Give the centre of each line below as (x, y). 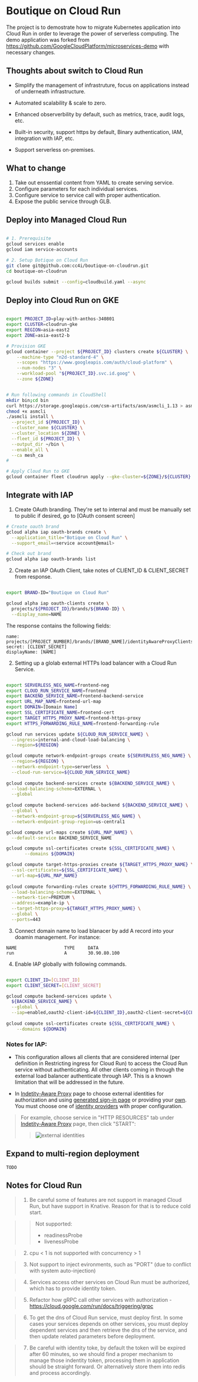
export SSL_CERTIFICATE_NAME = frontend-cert (60, 713)
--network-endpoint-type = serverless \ (60, 767)
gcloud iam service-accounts (42, 250)
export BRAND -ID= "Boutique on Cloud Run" (58, 593)
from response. (33, 577)
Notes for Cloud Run (44, 1186)
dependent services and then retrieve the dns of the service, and (108, 1330)
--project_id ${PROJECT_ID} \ (48, 422)
